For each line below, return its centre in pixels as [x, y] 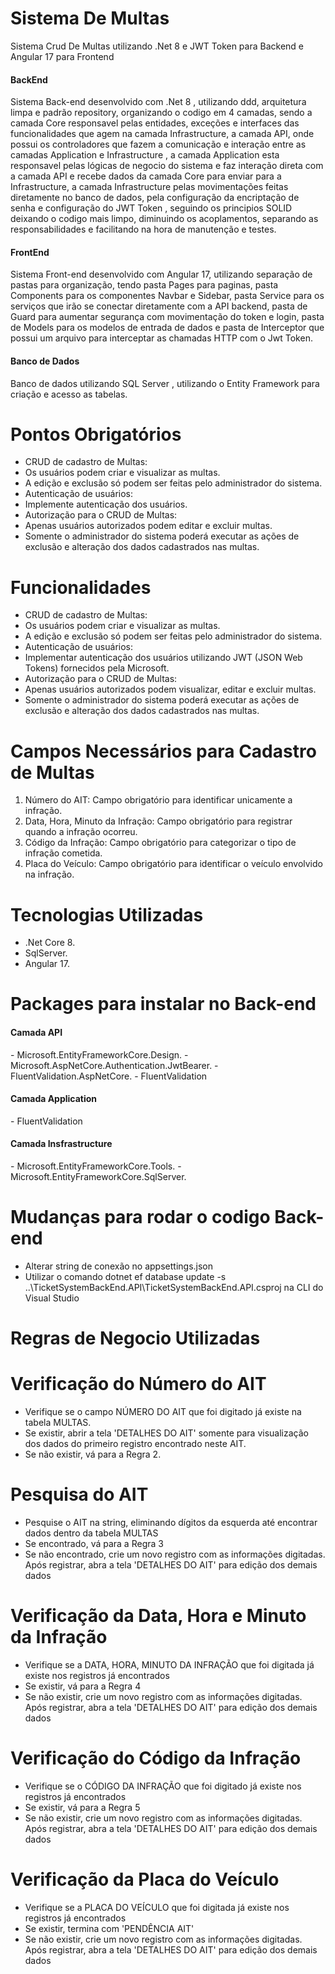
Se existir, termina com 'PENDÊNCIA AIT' [109, 1928]
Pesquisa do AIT [79, 1494]
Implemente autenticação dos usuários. [106, 504]
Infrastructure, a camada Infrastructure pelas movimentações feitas [149, 187]
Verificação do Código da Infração [156, 1758]
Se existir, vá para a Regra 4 [83, 1686]
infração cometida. [63, 853]
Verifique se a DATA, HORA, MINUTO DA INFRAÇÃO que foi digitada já [169, 1665]
